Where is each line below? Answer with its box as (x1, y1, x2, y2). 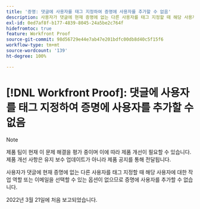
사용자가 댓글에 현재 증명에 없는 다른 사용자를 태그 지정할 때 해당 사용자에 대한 (6, 168, 187, 176)
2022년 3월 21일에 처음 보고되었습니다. (6, 196, 98, 203)
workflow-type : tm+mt (6, 42, 60, 48)
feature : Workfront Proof (6, 31, 70, 37)
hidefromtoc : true (6, 25, 52, 32)
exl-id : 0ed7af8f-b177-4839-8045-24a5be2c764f (6, 20, 124, 26)
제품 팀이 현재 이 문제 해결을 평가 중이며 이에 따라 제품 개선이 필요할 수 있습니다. (6, 148, 192, 155)
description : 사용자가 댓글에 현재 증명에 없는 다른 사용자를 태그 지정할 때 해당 (6, 14, 182, 20)
